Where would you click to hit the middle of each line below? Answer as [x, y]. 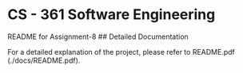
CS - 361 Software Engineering [112, 15]
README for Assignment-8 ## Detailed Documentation [98, 36]
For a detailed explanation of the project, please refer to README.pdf [121, 52]
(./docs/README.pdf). [44, 60]
